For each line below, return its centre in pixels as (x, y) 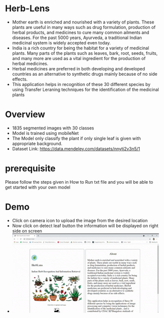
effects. (20, 79)
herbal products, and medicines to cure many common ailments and (81, 32)
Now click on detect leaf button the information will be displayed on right (85, 226)
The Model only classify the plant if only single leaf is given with (76, 138)
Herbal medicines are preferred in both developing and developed (79, 68)
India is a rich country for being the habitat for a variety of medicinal (81, 48)
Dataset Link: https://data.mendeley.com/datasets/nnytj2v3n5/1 (76, 148)
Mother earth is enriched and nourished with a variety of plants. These (83, 22)
